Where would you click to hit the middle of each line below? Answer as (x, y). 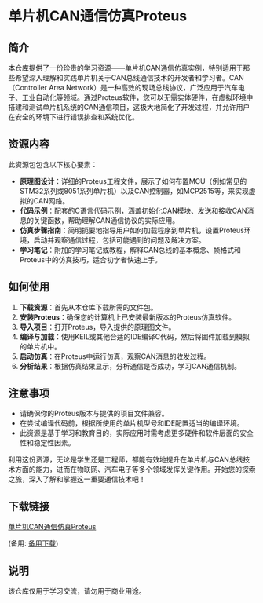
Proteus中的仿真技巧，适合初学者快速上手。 (91, 259)
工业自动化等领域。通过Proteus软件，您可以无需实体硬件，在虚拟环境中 (137, 97)
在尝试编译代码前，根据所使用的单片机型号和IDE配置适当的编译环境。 (132, 423)
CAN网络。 (51, 200)
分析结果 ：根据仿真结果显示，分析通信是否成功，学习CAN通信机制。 (130, 366)
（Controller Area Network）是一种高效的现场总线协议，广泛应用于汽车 (123, 88)
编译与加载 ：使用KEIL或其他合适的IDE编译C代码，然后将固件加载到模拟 (134, 336)
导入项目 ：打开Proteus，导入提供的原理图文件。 (97, 327)
